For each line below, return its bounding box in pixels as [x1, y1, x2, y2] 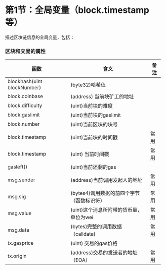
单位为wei [70, 214, 94, 221]
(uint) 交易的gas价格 [70, 240, 118, 247]
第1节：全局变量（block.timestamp [5, 4, 150, 16]
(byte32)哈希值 [70, 81, 106, 88]
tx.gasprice [7, 240, 34, 247]
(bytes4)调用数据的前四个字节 [70, 190, 140, 197]
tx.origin [7, 253, 27, 260]
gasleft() [7, 163, 28, 170]
